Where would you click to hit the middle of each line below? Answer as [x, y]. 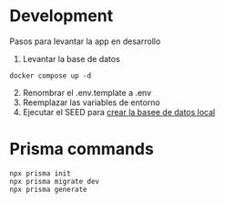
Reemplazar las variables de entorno [92, 102]
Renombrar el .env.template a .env [87, 92]
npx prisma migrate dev [55, 181]
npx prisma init [40, 173]
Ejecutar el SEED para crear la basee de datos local [119, 112]
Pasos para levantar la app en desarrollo [85, 41]
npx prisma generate [49, 189]
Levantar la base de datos [71, 59]
